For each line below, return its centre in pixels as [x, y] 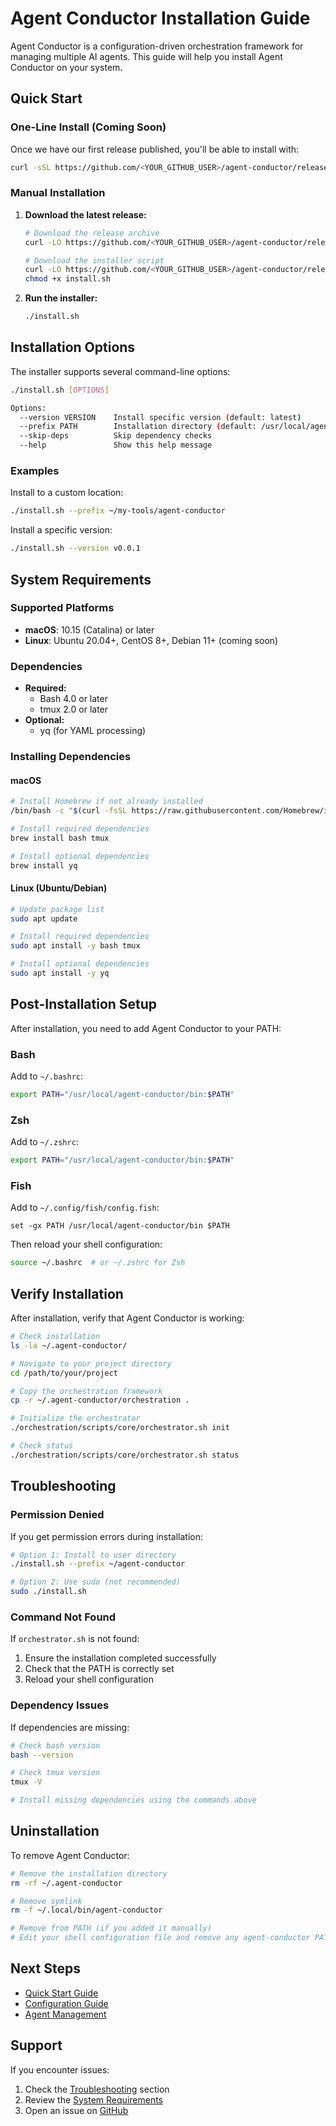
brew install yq [44, 865]
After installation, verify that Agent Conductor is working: [127, 1318]
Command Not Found [63, 1617]
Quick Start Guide [61, 1993]
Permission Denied [57, 1515]
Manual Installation [58, 193]
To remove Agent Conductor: [70, 1855]
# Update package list [57, 909]
